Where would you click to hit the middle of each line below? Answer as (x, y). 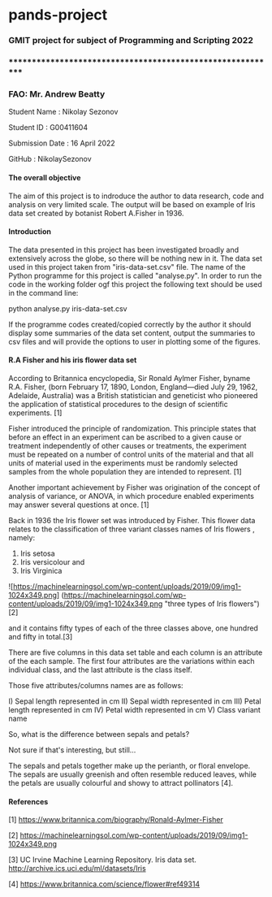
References (28, 801)
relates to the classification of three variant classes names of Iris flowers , (132, 529)
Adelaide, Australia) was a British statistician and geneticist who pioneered (133, 395)
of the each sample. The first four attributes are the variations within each (132, 661)
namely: (22, 537)
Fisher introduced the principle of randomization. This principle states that (132, 428)
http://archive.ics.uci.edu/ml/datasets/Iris (77, 869)
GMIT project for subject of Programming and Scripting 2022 (131, 41)
